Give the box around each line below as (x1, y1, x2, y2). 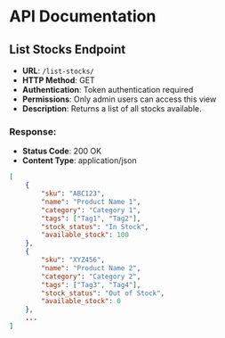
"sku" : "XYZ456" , (41, 256, 105, 265)
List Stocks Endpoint (9, 42, 126, 57)
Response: (9, 125, 57, 137)
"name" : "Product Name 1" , (41, 197, 141, 206)
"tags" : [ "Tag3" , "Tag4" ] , (41, 280, 141, 289)
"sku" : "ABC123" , (41, 189, 105, 198)
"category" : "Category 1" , (41, 205, 141, 215)
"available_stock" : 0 (41, 297, 122, 306)
